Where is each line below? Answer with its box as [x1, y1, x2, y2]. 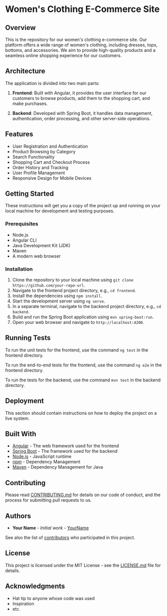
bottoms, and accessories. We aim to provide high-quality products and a [5, 47, 156, 53]
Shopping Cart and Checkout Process [12, 159, 90, 165]
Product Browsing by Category [12, 148, 76, 154]
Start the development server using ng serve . [12, 298, 105, 304]
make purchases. [12, 100, 48, 106]
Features [5, 130, 33, 138]
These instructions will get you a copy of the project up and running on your [5, 203, 161, 209]
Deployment [5, 397, 44, 405]
